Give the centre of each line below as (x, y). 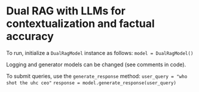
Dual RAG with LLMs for (66, 11)
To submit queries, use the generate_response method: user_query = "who (97, 76)
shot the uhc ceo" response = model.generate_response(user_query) (91, 83)
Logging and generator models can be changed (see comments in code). (96, 65)
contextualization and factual (81, 24)
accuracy (30, 36)
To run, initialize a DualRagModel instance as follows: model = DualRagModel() (100, 53)
